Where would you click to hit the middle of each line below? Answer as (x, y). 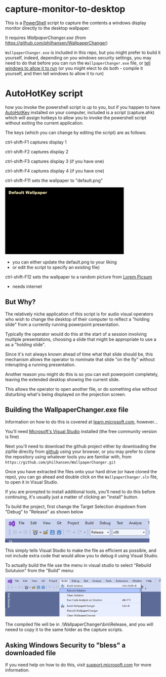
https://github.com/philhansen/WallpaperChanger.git (61, 462)
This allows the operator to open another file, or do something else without (81, 389)
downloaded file (31, 653)
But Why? (21, 302)
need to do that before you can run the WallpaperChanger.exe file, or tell (78, 63)
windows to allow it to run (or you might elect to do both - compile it (74, 68)
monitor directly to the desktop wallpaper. (48, 28)
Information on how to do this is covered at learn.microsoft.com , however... (82, 422)
